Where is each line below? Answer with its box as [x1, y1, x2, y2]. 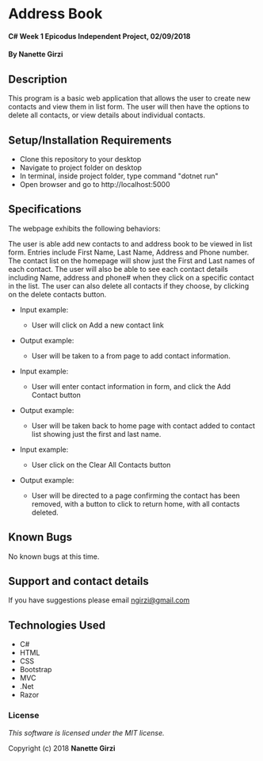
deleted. [31, 507, 59, 517]
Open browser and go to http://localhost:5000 [19, 180, 170, 189]
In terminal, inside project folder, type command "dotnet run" [19, 171, 219, 181]
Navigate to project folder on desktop [19, 163, 143, 172]
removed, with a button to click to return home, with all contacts [31, 499, 240, 508]
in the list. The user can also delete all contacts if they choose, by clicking [8, 281, 250, 290]
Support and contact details [8, 575, 149, 588]
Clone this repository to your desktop [19, 155, 142, 163]
